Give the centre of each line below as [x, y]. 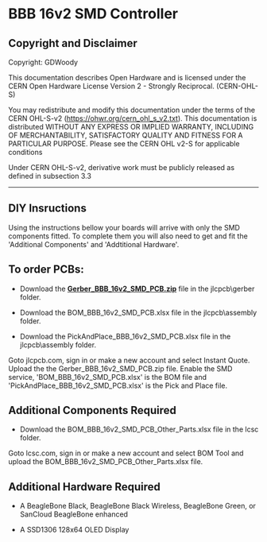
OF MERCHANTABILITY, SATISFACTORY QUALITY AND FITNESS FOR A [126, 135]
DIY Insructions [48, 209]
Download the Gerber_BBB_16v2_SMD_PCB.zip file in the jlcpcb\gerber [137, 288]
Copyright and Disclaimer [73, 43]
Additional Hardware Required [85, 487]
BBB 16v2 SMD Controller [93, 14]
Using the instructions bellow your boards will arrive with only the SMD [124, 227]
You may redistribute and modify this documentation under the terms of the [132, 110]
